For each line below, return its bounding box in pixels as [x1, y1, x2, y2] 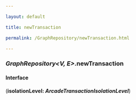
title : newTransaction [5, 24, 61, 30]
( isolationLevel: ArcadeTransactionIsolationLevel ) [5, 87, 131, 94]
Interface [5, 74, 29, 81]
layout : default [5, 14, 45, 19]
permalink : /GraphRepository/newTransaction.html [5, 35, 130, 41]
